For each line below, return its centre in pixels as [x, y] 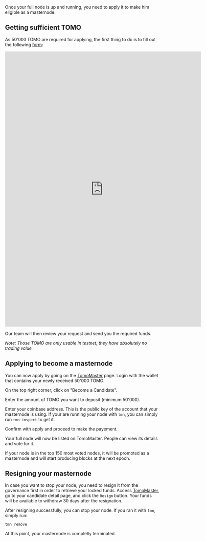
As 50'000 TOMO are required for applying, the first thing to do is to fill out [80, 39]
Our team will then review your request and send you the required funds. [78, 333]
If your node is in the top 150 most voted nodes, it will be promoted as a [77, 453]
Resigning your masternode [48, 474]
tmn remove [16, 525]
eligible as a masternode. [31, 12]
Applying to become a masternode [59, 364]
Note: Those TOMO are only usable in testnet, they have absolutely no [76, 343]
